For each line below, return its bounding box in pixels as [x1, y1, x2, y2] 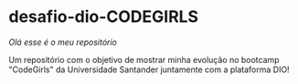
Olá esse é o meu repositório [8, 37, 118, 47]
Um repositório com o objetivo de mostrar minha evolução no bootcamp [8, 54, 280, 65]
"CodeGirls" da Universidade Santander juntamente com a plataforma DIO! [8, 64, 290, 75]
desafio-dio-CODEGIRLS [8, 6, 198, 27]
